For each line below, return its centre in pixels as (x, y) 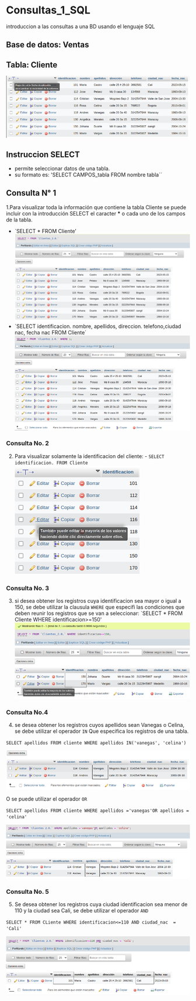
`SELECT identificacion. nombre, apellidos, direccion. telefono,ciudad (98, 326)
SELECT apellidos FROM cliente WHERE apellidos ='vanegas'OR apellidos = (98, 811)
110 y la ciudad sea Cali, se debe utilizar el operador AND (81, 911)
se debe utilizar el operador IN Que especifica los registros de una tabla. (101, 731)
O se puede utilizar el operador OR (47, 799)
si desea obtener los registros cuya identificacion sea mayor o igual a (98, 601)
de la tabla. (20, 220)
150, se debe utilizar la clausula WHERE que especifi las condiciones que (99, 607)
